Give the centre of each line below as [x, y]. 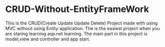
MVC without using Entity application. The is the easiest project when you [83, 28]
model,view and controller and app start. [48, 39]
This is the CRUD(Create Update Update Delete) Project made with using [81, 23]
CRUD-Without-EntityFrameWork [77, 9]
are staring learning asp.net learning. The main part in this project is [76, 33]
